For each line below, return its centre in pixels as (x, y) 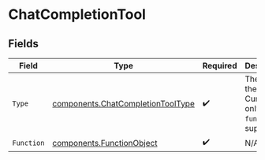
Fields (24, 44)
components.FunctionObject (105, 143)
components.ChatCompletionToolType (123, 104)
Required (220, 66)
